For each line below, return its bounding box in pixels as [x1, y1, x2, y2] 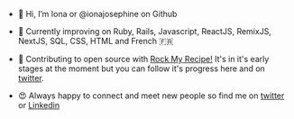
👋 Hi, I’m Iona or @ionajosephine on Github [17, 9, 178, 19]
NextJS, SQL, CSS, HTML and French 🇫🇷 [17, 36, 174, 46]
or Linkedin [17, 100, 60, 110]
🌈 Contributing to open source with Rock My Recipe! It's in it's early [17, 54, 270, 64]
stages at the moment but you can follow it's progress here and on [17, 63, 266, 74]
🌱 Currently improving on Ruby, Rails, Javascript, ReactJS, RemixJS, [17, 26, 272, 36]
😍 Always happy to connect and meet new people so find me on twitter [17, 90, 285, 101]
